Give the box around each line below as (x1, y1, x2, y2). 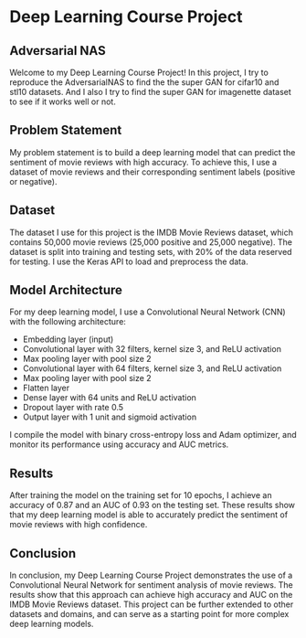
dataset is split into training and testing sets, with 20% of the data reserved (9, 246, 292, 257)
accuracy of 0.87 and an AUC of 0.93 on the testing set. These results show (9, 500, 295, 511)
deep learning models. (9, 619, 94, 630)
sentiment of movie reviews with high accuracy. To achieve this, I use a (9, 156, 277, 167)
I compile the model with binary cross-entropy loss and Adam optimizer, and (9, 430, 297, 441)
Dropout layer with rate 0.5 (22, 402, 124, 413)
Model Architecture (9, 282, 123, 298)
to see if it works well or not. (9, 96, 116, 107)
